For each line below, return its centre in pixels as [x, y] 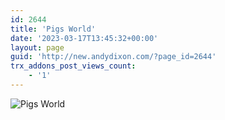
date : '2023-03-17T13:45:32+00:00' [84, 38]
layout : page [37, 47]
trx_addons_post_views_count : [73, 66]
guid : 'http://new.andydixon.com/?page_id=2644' [113, 57]
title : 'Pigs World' [53, 29]
